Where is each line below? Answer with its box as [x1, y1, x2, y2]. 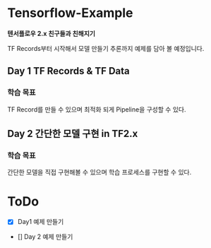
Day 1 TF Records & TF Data [7, 65, 130, 77]
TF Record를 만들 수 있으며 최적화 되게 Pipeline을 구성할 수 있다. [7, 105, 186, 114]
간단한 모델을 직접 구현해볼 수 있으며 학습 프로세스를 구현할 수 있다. [7, 168, 192, 177]
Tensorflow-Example [7, 5, 133, 21]
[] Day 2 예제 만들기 [17, 232, 73, 241]
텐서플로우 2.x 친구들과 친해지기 [7, 29, 96, 37]
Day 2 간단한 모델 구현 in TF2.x [7, 128, 138, 140]
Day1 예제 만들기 [17, 218, 64, 226]
